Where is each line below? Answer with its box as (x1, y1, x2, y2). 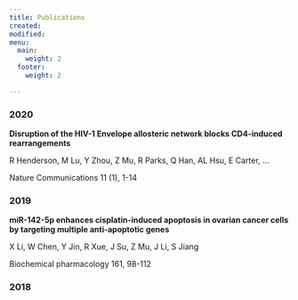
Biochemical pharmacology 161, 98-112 (9, 259, 152, 270)
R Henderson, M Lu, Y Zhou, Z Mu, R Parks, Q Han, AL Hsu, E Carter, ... (9, 155, 270, 166)
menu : (9, 37, 29, 47)
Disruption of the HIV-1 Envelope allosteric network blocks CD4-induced (9, 128, 283, 139)
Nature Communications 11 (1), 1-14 (9, 173, 138, 183)
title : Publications (9, 12, 86, 22)
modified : (9, 29, 46, 38)
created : (9, 21, 42, 30)
